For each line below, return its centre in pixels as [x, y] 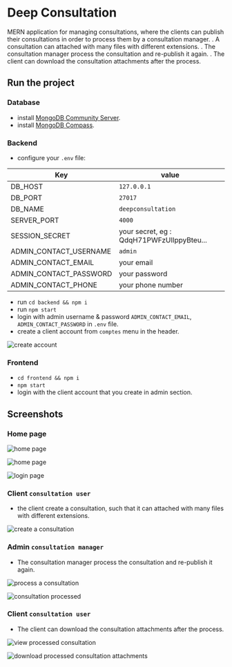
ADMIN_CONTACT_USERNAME [61, 251]
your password [143, 273]
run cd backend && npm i [52, 302]
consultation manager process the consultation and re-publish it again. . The [116, 54]
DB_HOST [27, 186]
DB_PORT [27, 197]
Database [23, 103]
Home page [27, 434]
